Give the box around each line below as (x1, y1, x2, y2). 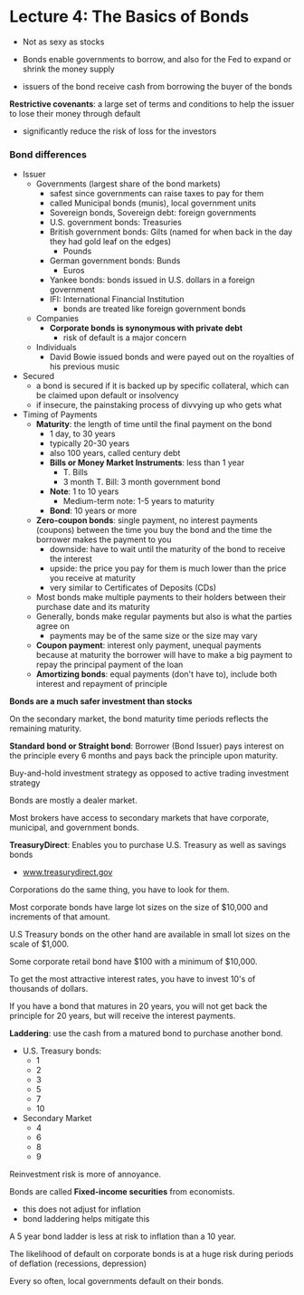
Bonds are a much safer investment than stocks (9, 696, 193, 707)
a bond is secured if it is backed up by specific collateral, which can (35, 380, 290, 391)
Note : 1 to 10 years (49, 486, 119, 497)
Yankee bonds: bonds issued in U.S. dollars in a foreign (49, 274, 255, 286)
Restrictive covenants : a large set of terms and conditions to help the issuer (9, 98, 295, 110)
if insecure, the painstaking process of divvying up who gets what (35, 400, 282, 411)
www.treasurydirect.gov (22, 867, 113, 878)
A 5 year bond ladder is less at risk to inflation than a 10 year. (9, 1231, 237, 1242)
